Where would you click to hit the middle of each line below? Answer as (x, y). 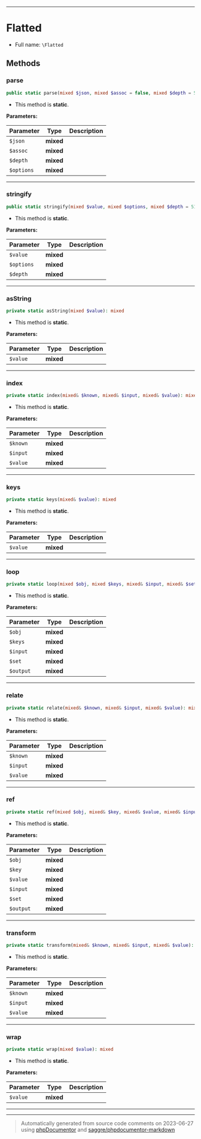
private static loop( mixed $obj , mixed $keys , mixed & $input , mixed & (95, 584)
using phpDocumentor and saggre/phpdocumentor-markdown (98, 1130)
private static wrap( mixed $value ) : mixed (60, 1049)
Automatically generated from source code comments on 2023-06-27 (107, 1123)
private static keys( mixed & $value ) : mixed (61, 500)
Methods (23, 63)
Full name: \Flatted (39, 44)
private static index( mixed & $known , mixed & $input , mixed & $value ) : (95, 396)
